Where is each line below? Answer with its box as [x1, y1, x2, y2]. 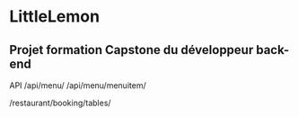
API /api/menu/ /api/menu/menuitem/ [9, 80, 146, 91]
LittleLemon [9, 6, 101, 27]
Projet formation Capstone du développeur [9, 42, 254, 58]
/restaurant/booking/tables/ [9, 97, 111, 108]
